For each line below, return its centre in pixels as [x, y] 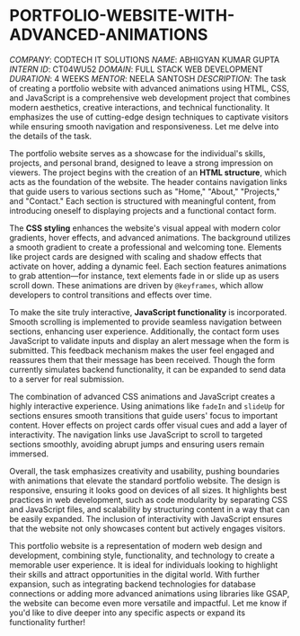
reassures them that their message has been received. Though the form [142, 359]
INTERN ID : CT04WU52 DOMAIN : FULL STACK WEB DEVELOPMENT [136, 69]
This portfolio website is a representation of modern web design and [136, 545]
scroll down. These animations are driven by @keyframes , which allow [137, 285]
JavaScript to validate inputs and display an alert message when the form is [150, 340]
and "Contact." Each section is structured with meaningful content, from [143, 201]
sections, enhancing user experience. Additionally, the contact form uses [145, 331]
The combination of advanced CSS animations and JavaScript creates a [142, 396]
